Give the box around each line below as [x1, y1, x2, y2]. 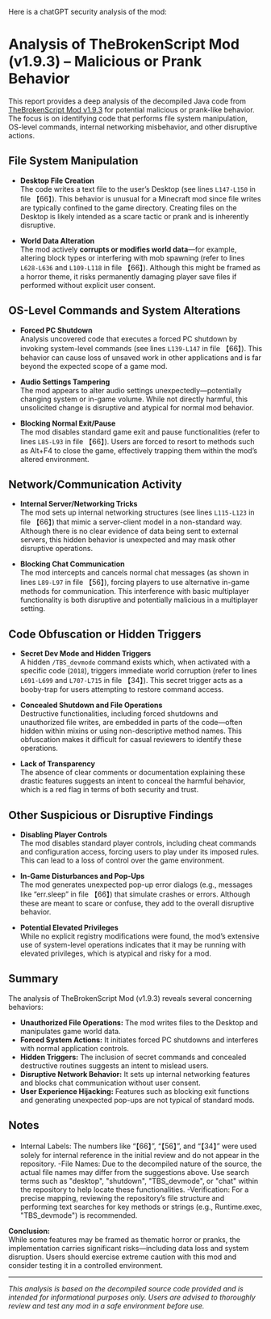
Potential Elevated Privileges [19, 922, 119, 932]
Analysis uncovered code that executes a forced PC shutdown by [19, 333, 238, 343]
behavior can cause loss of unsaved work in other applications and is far [19, 352, 262, 363]
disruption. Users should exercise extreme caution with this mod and [8, 1252, 236, 1262]
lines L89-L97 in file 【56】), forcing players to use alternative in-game [19, 578, 250, 587]
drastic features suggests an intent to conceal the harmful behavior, [19, 776, 246, 786]
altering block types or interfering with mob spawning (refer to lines [19, 252, 245, 262]
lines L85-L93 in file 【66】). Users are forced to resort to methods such [19, 436, 256, 446]
